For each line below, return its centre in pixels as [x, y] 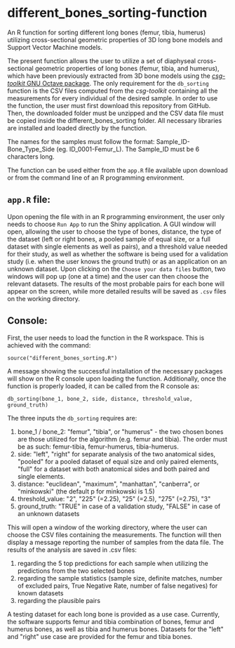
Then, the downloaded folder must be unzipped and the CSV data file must [116, 113]
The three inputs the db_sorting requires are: [72, 418]
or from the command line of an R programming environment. [96, 178]
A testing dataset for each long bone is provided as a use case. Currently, [114, 614]
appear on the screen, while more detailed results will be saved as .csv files [117, 291]
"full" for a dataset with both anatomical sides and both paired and [114, 469]
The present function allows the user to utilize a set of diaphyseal [102, 60]
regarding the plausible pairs [59, 600]
